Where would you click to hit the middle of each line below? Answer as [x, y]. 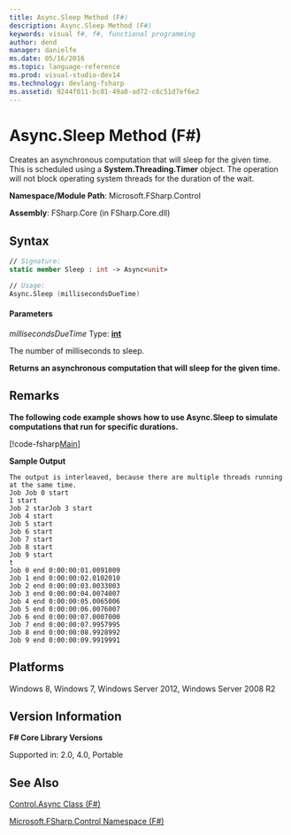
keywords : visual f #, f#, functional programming [103, 34]
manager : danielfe [43, 51]
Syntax [29, 241]
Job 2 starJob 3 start [51, 508]
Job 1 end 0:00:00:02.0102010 [65, 578]
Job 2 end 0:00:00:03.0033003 [65, 586]
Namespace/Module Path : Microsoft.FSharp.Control [105, 196]
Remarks [34, 396]
